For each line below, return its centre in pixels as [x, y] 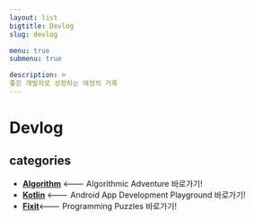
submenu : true [36, 59]
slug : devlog [34, 34]
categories [40, 161]
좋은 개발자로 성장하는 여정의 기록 [64, 84]
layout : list [34, 18]
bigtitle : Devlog [42, 26]
